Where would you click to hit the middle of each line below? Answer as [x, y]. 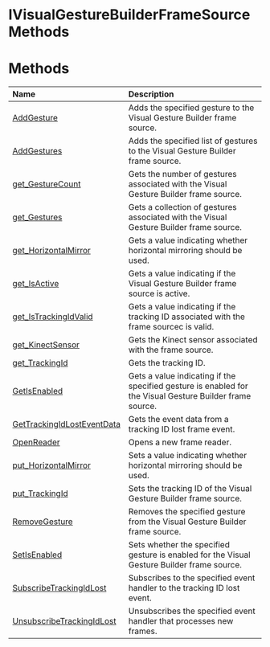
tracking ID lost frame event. [182, 429]
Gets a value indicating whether [188, 240]
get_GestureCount [47, 184]
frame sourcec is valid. [171, 327]
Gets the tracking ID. [167, 363]
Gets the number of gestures [182, 174]
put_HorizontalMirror [51, 465]
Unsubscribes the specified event [192, 611]
